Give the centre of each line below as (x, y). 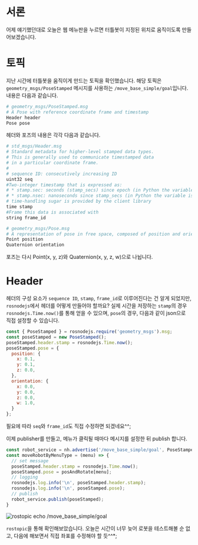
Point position (25, 239)
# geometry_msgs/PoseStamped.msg (47, 106)
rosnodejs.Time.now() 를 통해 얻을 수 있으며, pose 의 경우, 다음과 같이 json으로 (96, 313)
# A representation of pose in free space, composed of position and (93, 234)
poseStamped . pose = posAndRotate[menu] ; (62, 472)
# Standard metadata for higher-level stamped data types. (80, 152)
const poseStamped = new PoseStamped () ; (57, 337)
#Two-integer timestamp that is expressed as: (64, 185)
